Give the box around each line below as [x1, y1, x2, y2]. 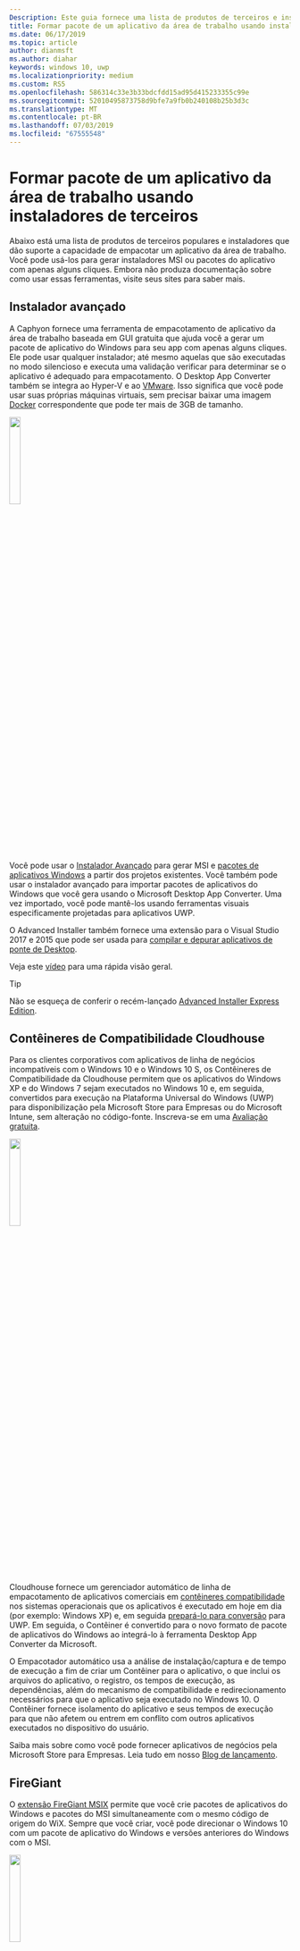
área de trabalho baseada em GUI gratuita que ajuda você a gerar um [9, 332, 265, 343]
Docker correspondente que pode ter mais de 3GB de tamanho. [9, 399, 244, 409]
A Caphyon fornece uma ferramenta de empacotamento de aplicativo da [9, 323, 277, 333]
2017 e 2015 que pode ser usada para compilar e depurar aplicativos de [9, 934, 273, 945]
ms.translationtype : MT [9, 105, 98, 114]
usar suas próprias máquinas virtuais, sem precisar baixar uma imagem [9, 390, 272, 400]
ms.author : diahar [9, 55, 78, 63]
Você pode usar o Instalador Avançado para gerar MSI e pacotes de [9, 860, 259, 870]
